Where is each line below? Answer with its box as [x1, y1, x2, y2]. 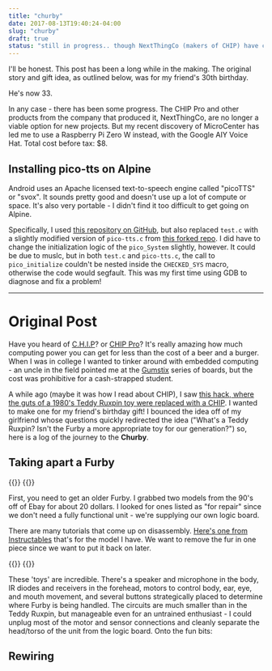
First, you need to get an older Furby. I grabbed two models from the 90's [8, 493, 253, 503]
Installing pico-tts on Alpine [8, 162, 151, 176]
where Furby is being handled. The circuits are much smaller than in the [8, 600, 248, 609]
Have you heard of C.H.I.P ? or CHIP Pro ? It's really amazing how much [8, 339, 243, 349]
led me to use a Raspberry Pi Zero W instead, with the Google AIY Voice [8, 130, 249, 140]
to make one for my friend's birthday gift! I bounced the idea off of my [8, 406, 241, 416]
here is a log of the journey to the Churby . [8, 432, 149, 442]
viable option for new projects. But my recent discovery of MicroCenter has [8, 121, 260, 131]
